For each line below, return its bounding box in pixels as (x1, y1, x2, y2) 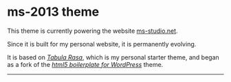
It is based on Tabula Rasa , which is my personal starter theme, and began (7, 53, 220, 61)
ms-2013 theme (7, 4, 100, 20)
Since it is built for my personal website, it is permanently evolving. (7, 40, 197, 48)
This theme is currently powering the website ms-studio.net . (7, 27, 178, 35)
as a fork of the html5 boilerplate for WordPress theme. (7, 60, 164, 68)
